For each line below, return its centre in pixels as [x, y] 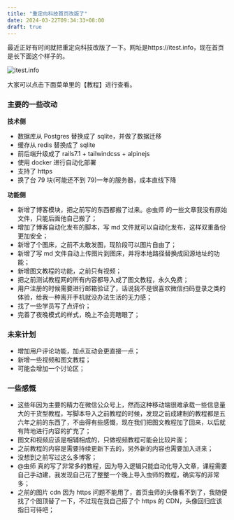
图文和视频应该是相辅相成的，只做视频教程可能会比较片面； [103, 440]
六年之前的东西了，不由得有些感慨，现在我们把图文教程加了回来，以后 [118, 422]
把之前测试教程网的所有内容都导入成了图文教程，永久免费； [103, 279]
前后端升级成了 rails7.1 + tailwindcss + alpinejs [83, 153]
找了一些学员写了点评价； [54, 306]
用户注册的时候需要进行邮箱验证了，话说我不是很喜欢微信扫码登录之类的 [121, 288]
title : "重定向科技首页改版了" [47, 14]
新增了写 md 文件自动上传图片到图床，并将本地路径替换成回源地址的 [116, 253]
